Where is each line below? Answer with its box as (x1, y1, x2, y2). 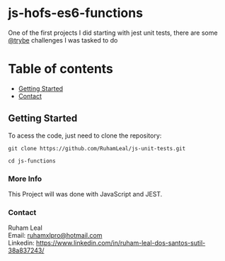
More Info (8, 174, 42, 184)
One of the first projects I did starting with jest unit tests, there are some (8, 28, 218, 37)
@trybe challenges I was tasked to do (8, 35, 118, 44)
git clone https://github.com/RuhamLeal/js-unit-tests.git (8, 145, 186, 152)
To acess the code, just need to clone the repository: (8, 131, 162, 140)
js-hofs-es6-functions (8, 5, 144, 21)
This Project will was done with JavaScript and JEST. (8, 189, 163, 198)
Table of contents (8, 61, 114, 77)
